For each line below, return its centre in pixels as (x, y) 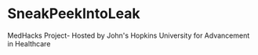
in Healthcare (29, 43)
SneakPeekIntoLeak (74, 14)
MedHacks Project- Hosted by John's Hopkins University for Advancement (129, 35)
